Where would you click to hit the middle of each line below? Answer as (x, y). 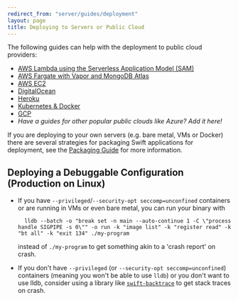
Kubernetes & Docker (49, 106)
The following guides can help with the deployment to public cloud (105, 48)
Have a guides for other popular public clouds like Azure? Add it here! (120, 121)
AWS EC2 (32, 84)
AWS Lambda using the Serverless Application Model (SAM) (106, 69)
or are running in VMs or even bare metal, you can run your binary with (121, 208)
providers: (22, 55)
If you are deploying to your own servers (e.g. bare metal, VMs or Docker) (115, 135)
